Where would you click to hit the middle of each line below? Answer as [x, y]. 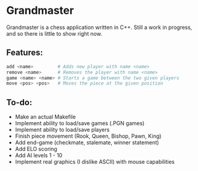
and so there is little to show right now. [54, 33]
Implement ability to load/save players [62, 130]
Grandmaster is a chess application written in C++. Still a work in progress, [99, 27]
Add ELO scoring [36, 149]
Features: [25, 53]
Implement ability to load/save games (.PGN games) [80, 123]
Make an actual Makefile [45, 117]
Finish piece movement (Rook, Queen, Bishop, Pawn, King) [88, 136]
